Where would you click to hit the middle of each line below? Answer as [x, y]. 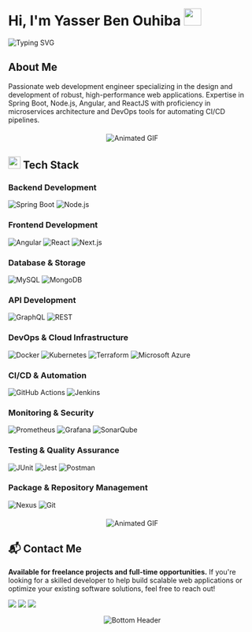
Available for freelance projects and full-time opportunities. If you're [122, 571]
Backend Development [52, 187]
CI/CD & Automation [48, 375]
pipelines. [24, 120]
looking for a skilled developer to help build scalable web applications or [125, 580]
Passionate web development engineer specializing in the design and [120, 86]
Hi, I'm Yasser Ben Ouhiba [94, 21]
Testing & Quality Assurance [64, 450]
